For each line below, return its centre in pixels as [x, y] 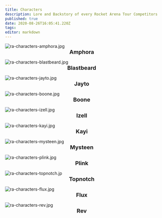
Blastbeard [82, 68]
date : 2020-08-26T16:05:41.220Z [38, 23]
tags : [10, 28]
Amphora [82, 52]
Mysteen [82, 147]
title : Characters [24, 10]
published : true [21, 19]
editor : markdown [23, 32]
